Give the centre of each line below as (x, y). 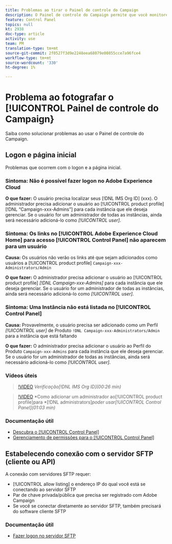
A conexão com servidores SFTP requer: (48, 474)
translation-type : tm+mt (32, 48)
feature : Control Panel (31, 20)
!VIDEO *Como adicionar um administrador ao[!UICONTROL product (90, 397)
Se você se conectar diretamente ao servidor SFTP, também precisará (87, 506)
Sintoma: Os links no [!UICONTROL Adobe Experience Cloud (82, 233)
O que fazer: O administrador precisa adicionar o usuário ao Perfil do (78, 346)
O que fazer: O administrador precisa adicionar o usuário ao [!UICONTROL (84, 278)
